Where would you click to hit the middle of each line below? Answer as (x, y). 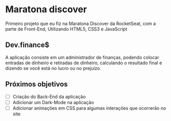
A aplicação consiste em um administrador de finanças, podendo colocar (82, 57)
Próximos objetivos (36, 84)
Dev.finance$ (27, 45)
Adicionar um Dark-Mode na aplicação (53, 102)
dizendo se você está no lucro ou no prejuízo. (53, 68)
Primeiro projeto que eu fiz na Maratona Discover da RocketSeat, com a (81, 23)
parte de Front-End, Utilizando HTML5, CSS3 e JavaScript (66, 29)
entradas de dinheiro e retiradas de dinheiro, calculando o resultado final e (84, 63)
